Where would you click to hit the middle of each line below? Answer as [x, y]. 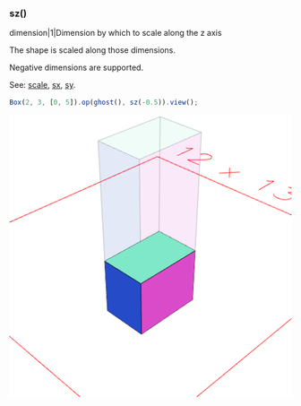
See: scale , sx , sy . [43, 85]
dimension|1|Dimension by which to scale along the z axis [116, 33]
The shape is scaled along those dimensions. [93, 50]
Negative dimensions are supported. [77, 68]
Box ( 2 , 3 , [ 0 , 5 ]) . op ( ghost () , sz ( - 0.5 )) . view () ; [104, 103]
